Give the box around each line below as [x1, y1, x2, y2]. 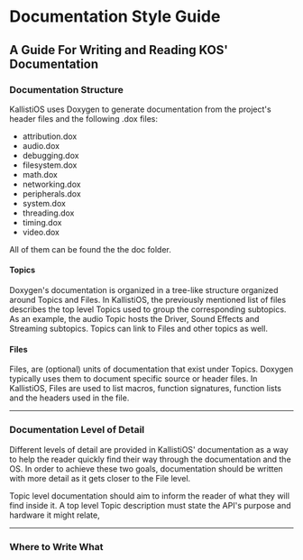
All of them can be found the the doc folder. [9, 243, 171, 254]
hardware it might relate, [9, 510, 101, 520]
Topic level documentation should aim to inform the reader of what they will [9, 490, 290, 501]
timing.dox [22, 216, 62, 227]
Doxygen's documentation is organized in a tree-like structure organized [9, 285, 279, 296]
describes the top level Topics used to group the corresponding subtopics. [9, 304, 287, 315]
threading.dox [22, 207, 75, 218]
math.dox [22, 169, 59, 179]
